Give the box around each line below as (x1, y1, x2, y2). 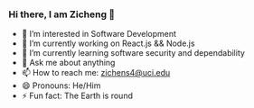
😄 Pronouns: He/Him (21, 80, 101, 91)
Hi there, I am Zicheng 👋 (8, 8, 116, 21)
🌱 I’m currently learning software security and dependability (21, 48, 246, 58)
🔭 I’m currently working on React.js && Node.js (21, 38, 195, 49)
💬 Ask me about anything (21, 58, 116, 68)
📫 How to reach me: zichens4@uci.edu (21, 67, 171, 78)
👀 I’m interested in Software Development (21, 29, 177, 40)
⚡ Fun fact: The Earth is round (21, 90, 133, 102)
